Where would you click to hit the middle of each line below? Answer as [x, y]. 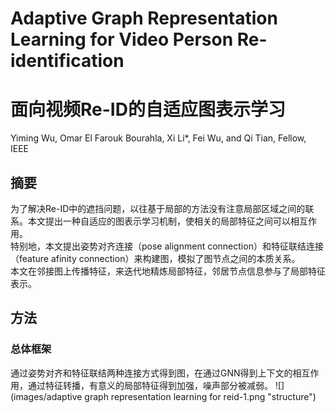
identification [67, 61]
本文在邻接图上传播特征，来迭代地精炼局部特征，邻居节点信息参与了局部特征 [168, 271]
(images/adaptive [46, 396]
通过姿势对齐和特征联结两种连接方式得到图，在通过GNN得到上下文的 [151, 373]
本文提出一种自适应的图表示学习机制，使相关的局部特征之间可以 [159, 221]
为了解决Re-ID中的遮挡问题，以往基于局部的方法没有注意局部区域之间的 [158, 208]
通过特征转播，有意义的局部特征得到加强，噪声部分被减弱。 [150, 385]
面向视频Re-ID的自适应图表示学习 [148, 109]
